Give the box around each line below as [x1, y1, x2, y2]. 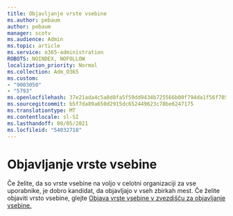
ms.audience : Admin [7, 36, 64, 43]
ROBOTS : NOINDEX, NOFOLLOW [7, 56, 85, 63]
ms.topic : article [7, 42, 60, 49]
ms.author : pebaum [7, 17, 60, 24]
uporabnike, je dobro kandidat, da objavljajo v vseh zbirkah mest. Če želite [7, 187, 221, 195]
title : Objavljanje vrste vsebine [7, 10, 107, 17]
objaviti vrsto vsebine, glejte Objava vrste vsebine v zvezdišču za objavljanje [7, 194, 226, 202]
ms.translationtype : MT [7, 107, 76, 114]
